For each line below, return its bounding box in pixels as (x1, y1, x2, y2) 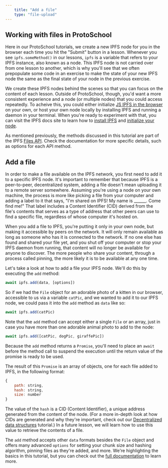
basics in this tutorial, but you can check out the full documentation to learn (5, 453, 161, 459)
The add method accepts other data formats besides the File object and (5, 437, 154, 443)
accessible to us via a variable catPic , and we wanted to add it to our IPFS (5, 294, 158, 300)
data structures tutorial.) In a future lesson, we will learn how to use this (5, 422, 153, 428)
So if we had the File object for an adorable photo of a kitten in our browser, (5, 289, 163, 295)
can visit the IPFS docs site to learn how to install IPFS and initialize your (5, 117, 154, 123)
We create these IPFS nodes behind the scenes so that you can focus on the (5, 86, 163, 92)
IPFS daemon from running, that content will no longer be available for (5, 245, 150, 251)
